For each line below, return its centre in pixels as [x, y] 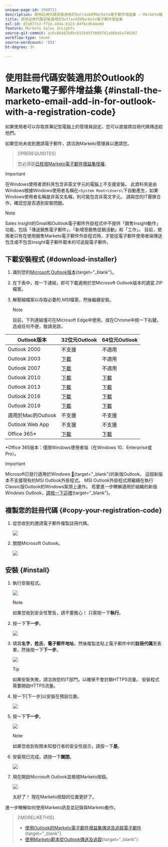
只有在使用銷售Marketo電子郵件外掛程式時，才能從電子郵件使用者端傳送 [88, 235]
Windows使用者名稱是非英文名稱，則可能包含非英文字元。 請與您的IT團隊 [81, 196]
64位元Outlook [120, 340]
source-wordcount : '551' [31, 43]
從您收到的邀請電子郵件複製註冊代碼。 [52, 523]
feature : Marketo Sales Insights [40, 29]
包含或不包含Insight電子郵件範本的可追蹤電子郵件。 [58, 242]
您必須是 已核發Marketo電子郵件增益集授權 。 [63, 164]
